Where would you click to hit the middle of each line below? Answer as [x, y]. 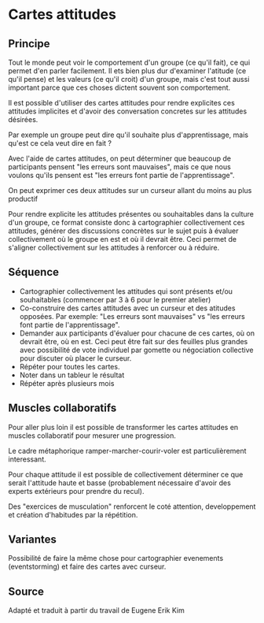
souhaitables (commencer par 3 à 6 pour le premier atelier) [115, 299]
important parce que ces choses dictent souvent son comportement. [119, 87]
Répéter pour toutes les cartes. [70, 366]
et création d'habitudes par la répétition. [73, 514]
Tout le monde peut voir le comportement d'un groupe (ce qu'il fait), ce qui [129, 62]
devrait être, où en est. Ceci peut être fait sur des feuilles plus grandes [134, 341]
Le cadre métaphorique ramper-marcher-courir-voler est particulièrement [127, 451]
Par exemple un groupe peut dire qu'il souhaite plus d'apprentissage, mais [128, 135]
